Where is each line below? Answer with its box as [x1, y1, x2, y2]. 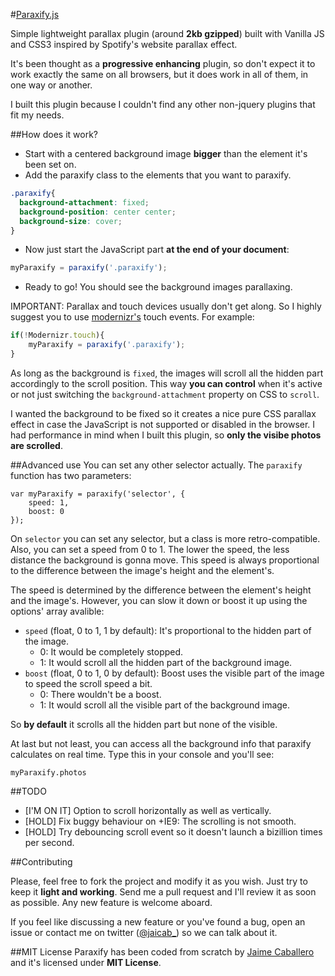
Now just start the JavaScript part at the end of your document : [24, 244, 290, 256]
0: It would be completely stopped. [39, 645, 184, 658]
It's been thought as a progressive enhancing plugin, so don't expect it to [10, 58, 316, 69]
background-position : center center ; [19, 207, 177, 217]
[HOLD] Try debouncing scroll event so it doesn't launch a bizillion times [24, 825, 323, 838]
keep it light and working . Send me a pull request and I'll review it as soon [10, 885, 317, 898]
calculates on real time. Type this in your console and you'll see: [10, 748, 275, 760]
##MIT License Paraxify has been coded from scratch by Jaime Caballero [10, 945, 315, 958]
